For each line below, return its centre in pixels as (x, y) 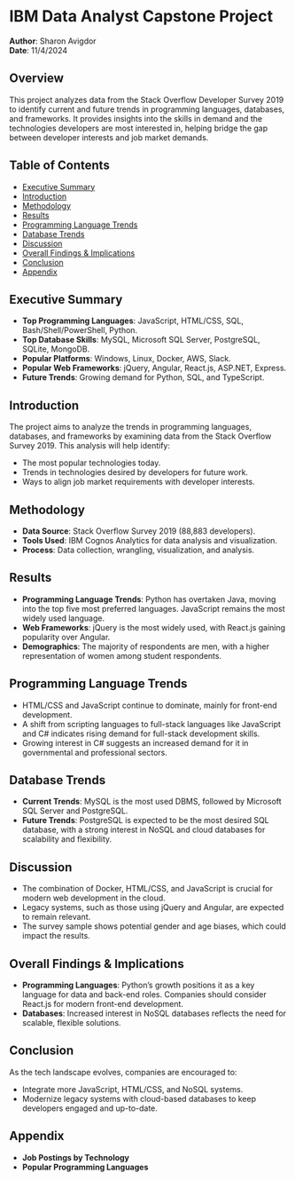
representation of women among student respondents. (122, 655)
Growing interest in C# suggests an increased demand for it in (135, 742)
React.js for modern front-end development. (103, 1004)
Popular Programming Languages (85, 1167)
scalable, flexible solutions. (71, 1023)
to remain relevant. (56, 917)
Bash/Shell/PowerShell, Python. (80, 330)
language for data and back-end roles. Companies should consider (144, 995)
